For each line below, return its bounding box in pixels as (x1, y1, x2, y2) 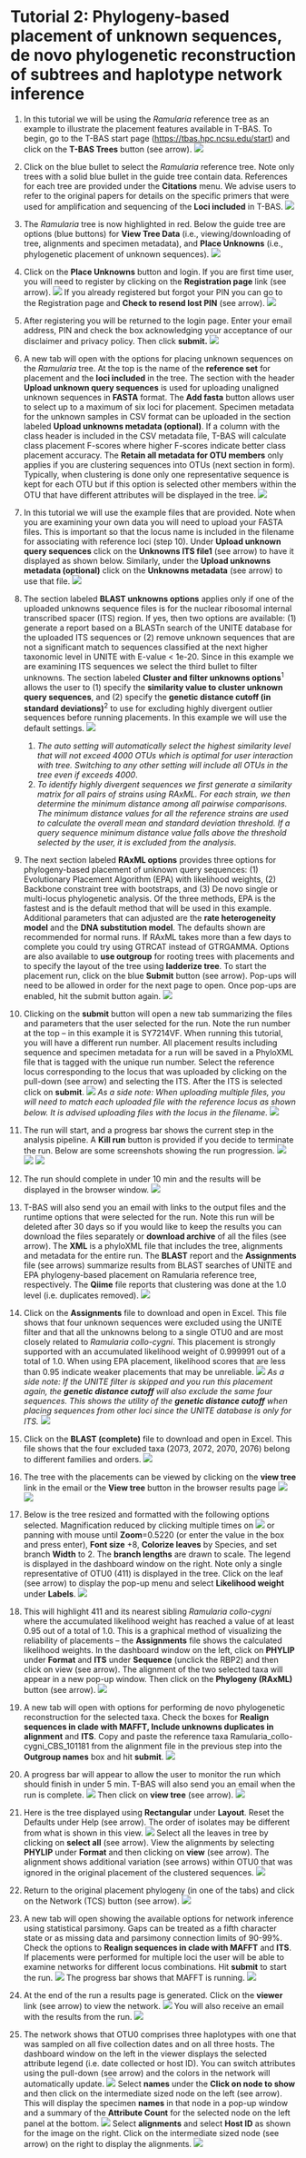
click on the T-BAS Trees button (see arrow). (23, 144, 192, 154)
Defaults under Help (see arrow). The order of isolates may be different (23, 1816, 290, 1827)
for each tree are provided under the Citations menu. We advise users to (23, 180, 297, 192)
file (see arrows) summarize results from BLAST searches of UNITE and (23, 1260, 292, 1271)
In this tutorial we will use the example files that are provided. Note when (23, 507, 296, 518)
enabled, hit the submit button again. (23, 991, 162, 1002)
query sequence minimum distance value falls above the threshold (36, 827, 287, 838)
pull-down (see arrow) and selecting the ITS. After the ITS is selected (23, 1076, 283, 1087)
